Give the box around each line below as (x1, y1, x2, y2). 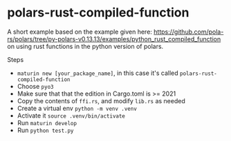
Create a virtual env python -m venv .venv (17, 104, 137, 112)
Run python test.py (17, 126, 74, 134)
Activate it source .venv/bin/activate (17, 111, 126, 120)
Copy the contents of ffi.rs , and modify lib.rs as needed (17, 96, 185, 105)
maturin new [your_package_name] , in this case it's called (17, 69, 178, 77)
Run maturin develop (17, 118, 77, 127)
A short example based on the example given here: (7, 28, 152, 36)
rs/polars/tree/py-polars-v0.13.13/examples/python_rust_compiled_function (7, 34, 221, 43)
